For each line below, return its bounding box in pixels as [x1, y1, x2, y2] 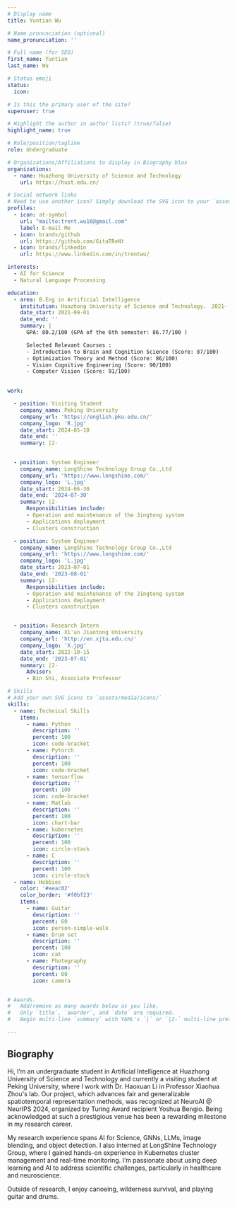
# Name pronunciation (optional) [7, 30, 106, 37]
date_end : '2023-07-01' [20, 655, 90, 662]
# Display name [7, 10, 52, 18]
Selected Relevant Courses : [25, 341, 112, 349]
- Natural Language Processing [13, 277, 106, 284]
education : [7, 289, 39, 297]
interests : [7, 263, 39, 271]
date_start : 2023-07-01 [20, 564, 90, 571]
